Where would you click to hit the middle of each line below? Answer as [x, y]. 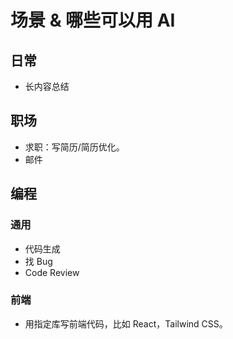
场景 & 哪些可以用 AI [93, 20]
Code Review [52, 272]
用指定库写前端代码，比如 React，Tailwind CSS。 [126, 323]
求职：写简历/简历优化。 [74, 147]
